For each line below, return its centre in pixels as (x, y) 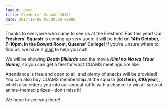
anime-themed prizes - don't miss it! (43, 90)
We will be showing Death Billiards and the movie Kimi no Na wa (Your (80, 59)
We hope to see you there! (33, 100)
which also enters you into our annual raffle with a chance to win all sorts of (84, 85)
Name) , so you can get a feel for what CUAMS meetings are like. (73, 65)
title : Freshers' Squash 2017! (38, 15)
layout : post (19, 10)
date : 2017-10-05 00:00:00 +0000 (40, 19)
